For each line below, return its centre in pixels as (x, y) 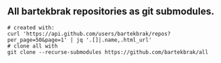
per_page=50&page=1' (38, 40)
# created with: (31, 27)
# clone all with (33, 46)
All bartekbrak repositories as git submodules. (111, 12)
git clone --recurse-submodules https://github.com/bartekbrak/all (108, 52)
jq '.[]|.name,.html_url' (114, 40)
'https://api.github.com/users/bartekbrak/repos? (97, 34)
